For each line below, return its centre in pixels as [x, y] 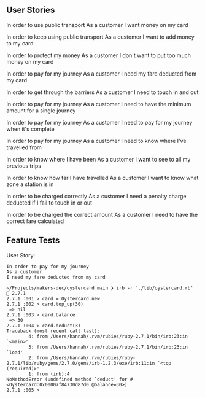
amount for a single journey [41, 111]
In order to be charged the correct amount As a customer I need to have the [102, 214]
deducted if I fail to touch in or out [49, 203]
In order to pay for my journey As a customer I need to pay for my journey [99, 122]
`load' [15, 353]
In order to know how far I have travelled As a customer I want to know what [102, 178]
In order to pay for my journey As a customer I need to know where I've [96, 141]
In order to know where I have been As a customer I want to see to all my [99, 159]
